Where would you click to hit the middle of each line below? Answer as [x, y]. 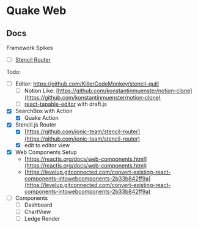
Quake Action [42, 118]
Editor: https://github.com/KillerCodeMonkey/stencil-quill [87, 84]
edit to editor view [47, 145]
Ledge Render [42, 218]
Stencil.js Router [36, 125]
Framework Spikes [30, 48]
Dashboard [38, 205]
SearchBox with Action [44, 111]
